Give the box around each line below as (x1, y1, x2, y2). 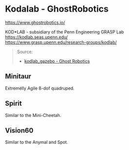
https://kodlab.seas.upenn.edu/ (5, 34, 68, 40)
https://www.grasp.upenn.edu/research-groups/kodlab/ (5, 39, 117, 45)
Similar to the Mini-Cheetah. (5, 112, 62, 118)
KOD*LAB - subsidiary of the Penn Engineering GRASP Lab (5, 29, 124, 35)
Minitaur (5, 72, 32, 81)
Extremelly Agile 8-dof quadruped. (5, 85, 74, 91)
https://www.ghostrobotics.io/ (5, 19, 65, 25)
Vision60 (5, 126, 34, 134)
